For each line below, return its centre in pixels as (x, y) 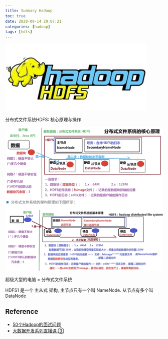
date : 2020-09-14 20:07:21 (33, 21)
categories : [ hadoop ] (28, 27)
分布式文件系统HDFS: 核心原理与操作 (43, 120)
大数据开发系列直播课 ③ (38, 330)
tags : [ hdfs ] (19, 32)
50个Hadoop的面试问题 (37, 324)
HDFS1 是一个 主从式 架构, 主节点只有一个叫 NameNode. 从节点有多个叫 (79, 290)
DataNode (16, 296)
